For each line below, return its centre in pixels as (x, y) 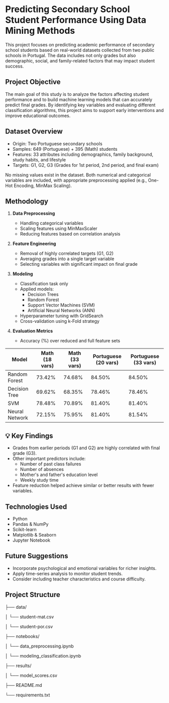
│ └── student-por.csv (29, 626)
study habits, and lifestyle (39, 159)
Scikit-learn (24, 530)
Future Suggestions (37, 556)
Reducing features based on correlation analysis (70, 234)
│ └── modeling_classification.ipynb (43, 656)
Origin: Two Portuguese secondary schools (57, 143)
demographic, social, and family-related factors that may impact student (80, 61)
